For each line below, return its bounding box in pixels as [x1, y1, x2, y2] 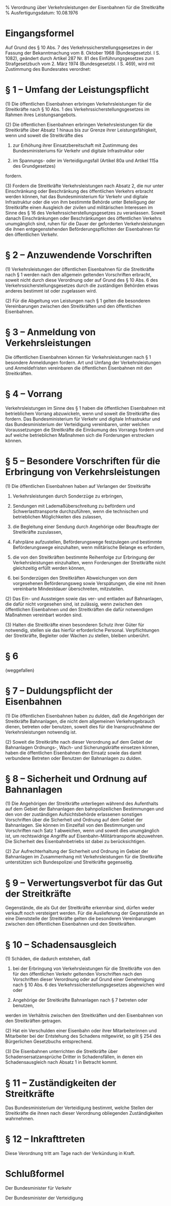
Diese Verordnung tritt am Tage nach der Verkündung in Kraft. [5, 1150, 135, 1157]
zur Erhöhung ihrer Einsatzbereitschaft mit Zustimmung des [12, 142, 138, 148]
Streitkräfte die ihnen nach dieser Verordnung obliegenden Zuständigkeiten [5, 1110, 163, 1116]
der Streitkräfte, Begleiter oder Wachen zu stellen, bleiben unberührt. [5, 632, 150, 639]
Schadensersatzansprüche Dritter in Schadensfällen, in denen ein [5, 1054, 143, 1060]
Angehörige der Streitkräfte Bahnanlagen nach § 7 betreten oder [12, 997, 148, 1003]
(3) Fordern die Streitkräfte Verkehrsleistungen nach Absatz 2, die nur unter [5, 182, 164, 189]
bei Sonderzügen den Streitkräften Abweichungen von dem [12, 574, 137, 581]
